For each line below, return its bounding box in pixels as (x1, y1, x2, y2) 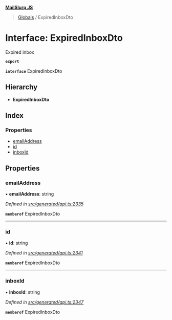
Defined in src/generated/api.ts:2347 (5, 299, 84, 305)
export (5, 59, 19, 64)
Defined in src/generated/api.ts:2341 (5, 250, 83, 256)
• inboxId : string (5, 289, 40, 295)
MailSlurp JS (5, 5, 33, 10)
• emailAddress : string (5, 191, 54, 197)
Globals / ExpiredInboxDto (17, 14, 73, 20)
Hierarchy (5, 83, 38, 92)
